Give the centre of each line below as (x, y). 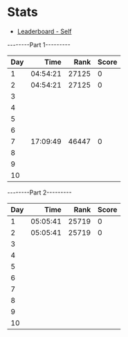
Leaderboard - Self (44, 31)
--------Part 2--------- (39, 192)
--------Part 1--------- (39, 44)
